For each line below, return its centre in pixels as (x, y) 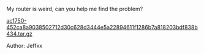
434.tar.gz (19, 34)
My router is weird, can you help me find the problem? (75, 9)
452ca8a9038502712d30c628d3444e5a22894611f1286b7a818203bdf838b (102, 27)
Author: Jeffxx (25, 46)
